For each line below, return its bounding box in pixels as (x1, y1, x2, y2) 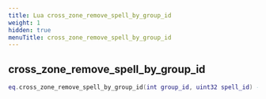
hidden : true (8, 26, 51, 34)
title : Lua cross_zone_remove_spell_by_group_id (8, 11, 172, 20)
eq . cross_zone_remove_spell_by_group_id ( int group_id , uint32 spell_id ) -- (8, 83, 264, 91)
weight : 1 (8, 19, 41, 27)
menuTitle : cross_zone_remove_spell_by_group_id (8, 33, 172, 42)
